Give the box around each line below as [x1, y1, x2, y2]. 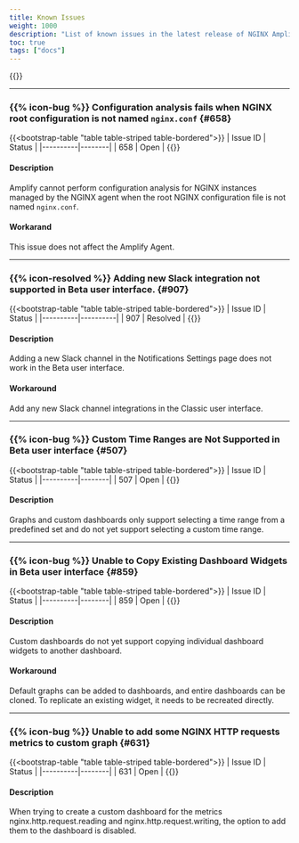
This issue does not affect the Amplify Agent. [9, 241, 175, 252]
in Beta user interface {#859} [9, 565, 139, 577]
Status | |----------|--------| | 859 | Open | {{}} [9, 595, 181, 606]
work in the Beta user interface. [9, 363, 125, 373]
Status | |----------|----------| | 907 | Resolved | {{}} [9, 313, 202, 323]
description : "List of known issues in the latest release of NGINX [9, 29, 269, 38]
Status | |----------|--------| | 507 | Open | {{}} [9, 474, 181, 485]
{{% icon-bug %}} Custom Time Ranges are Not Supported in [9, 433, 280, 446]
